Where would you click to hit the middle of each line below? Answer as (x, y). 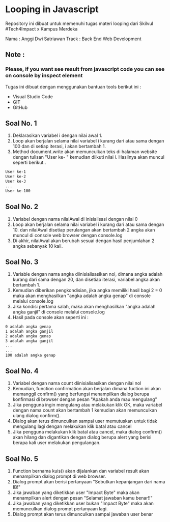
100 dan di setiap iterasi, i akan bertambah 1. (59, 147)
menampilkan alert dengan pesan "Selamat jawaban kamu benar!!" (82, 498)
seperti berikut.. (29, 163)
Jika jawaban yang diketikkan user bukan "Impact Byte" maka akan (83, 503)
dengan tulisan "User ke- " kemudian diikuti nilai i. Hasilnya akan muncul (88, 157)
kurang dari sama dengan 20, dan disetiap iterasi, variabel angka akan (86, 280)
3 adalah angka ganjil (29, 341)
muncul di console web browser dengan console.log (67, 235)
